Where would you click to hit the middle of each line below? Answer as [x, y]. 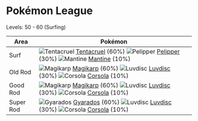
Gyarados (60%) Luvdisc [122, 102]
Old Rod [20, 72]
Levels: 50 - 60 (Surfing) [36, 27]
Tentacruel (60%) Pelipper [128, 51]
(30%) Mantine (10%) [85, 59]
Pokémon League [49, 11]
